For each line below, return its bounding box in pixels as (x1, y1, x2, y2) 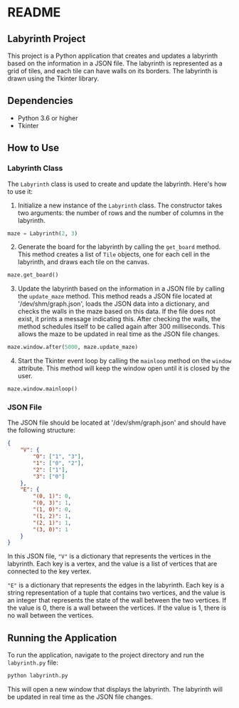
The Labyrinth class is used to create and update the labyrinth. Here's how (7, 179, 228, 188)
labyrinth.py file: (7, 658, 59, 667)
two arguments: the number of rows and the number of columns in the (17, 208, 224, 217)
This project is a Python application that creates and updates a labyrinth (7, 51, 218, 60)
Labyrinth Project (7, 33, 86, 45)
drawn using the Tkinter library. (7, 74, 100, 83)
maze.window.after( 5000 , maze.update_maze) (7, 343, 139, 351)
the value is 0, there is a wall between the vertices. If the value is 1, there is (7, 603, 226, 613)
